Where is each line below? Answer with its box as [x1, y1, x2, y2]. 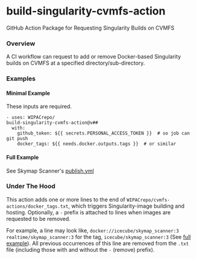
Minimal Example [6, 89, 50, 97]
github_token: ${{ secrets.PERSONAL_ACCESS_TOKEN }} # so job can [17, 130, 190, 136]
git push [6, 136, 28, 142]
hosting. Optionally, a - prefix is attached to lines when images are [6, 208, 171, 216]
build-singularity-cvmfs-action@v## [6, 120, 98, 126]
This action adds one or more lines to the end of [6, 196, 125, 203]
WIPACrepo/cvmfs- [126, 197, 170, 203]
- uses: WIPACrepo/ [6, 115, 55, 121]
